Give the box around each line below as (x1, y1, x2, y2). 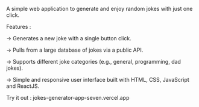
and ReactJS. (6, 82, 40, 90)
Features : (6, 23, 31, 30)
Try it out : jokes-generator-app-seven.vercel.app (6, 94, 130, 101)
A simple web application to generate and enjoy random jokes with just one (6, 5, 193, 12)
